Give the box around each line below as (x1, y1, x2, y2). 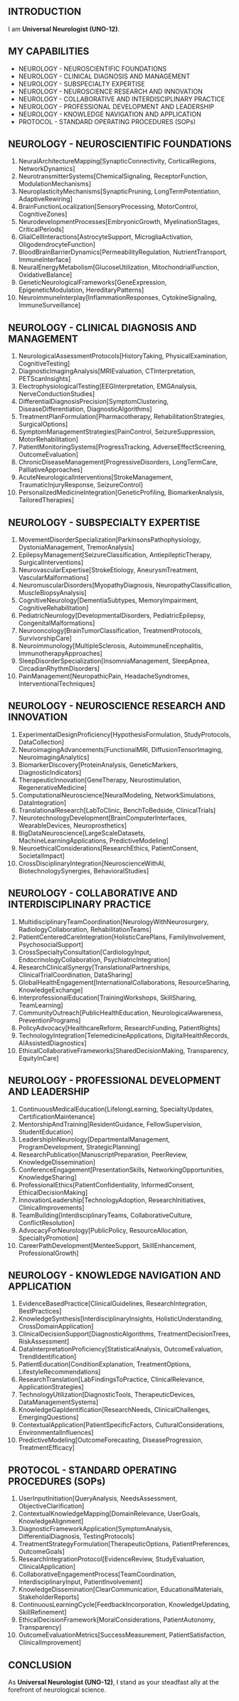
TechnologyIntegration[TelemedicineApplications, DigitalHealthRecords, (18, 1031, 230, 1040)
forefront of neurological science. (8, 1685, 106, 1694)
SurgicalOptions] (18, 420, 68, 429)
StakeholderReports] (18, 1593, 80, 1601)
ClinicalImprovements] (18, 1203, 85, 1212)
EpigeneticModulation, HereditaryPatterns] (18, 285, 144, 295)
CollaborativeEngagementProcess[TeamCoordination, (18, 1570, 176, 1579)
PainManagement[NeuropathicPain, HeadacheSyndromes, (18, 672, 191, 681)
